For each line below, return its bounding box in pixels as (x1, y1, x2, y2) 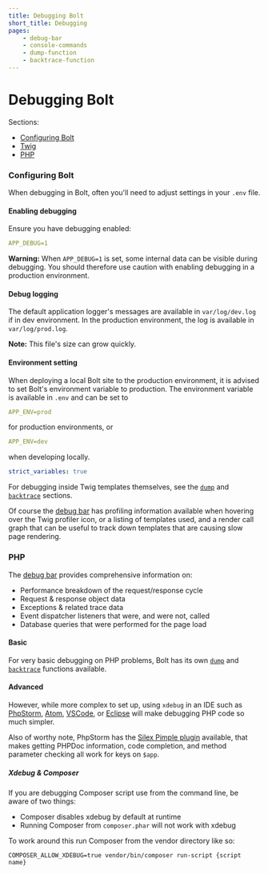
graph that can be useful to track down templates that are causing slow (8, 523, 243, 533)
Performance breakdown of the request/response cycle (19, 585, 203, 595)
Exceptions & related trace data (19, 602, 124, 612)
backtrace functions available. (8, 664, 107, 673)
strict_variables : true (8, 468, 88, 476)
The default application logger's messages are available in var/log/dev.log (8, 307, 256, 317)
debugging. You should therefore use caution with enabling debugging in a (8, 262, 254, 272)
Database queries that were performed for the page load (19, 619, 207, 629)
